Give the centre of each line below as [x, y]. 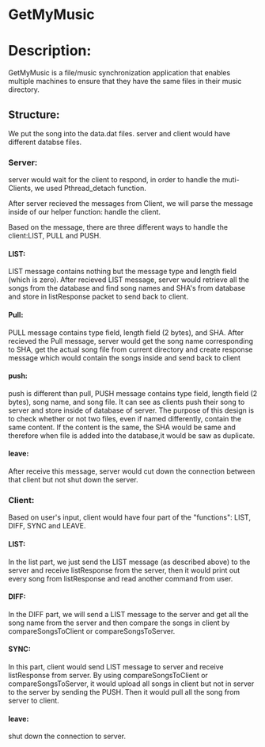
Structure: [34, 114]
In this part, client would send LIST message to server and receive [116, 666]
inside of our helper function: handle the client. [84, 212]
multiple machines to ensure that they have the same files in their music [125, 82]
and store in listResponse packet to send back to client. [98, 297]
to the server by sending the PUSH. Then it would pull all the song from [124, 692]
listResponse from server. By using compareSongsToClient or [108, 675]
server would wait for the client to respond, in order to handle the [114, 180]
